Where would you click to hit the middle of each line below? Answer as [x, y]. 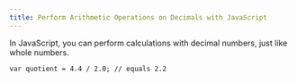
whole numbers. [39, 52]
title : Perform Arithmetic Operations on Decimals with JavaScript [139, 17]
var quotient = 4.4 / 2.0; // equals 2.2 [88, 69]
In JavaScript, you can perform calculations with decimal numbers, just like [148, 43]
